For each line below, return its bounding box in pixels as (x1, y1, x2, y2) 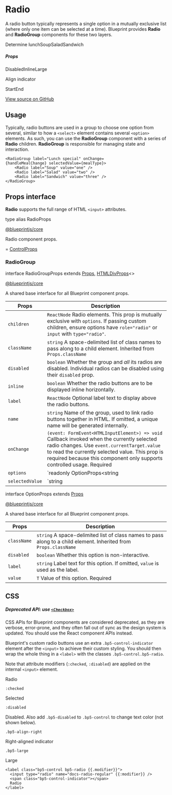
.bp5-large (5, 748, 29, 753)
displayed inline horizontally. (47, 386, 116, 393)
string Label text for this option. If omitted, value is (36, 560, 159, 567)
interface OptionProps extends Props (5, 491, 83, 497)
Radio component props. (5, 236, 57, 242)
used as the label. (36, 566, 79, 573)
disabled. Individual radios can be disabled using (47, 365, 164, 372)
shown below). (5, 720, 37, 726)
